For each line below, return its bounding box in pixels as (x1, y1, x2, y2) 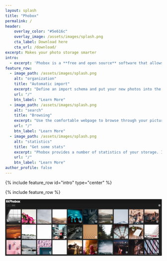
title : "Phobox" (5, 13, 39, 18)
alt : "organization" (14, 76, 57, 82)
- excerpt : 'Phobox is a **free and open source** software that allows (9, 60, 164, 66)
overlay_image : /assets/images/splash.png (14, 34, 103, 39)
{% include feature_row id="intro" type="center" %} (5, 179, 112, 185)
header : (5, 24, 21, 29)
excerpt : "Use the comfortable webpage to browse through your (14, 118, 148, 123)
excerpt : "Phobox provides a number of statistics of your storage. (14, 150, 159, 155)
